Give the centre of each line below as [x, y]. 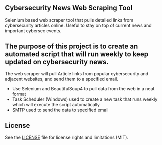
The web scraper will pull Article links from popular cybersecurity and [77, 73]
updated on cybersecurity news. [57, 62]
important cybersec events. [33, 31]
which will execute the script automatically [56, 104]
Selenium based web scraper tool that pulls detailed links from [69, 20]
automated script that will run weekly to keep [77, 54]
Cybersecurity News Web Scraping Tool [69, 8]
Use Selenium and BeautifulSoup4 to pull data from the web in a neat [83, 88]
